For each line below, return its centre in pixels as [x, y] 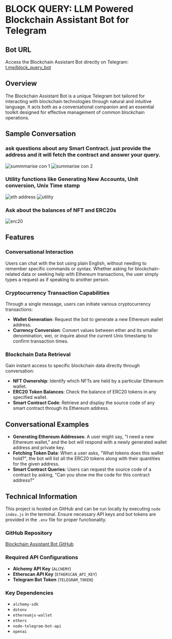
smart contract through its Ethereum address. [61, 408]
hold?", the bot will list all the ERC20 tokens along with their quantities [87, 458]
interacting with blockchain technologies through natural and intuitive [79, 101]
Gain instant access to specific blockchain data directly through [73, 366]
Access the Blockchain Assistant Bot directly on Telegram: [67, 62]
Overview [21, 83]
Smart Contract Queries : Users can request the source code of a [82, 469]
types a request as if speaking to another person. [58, 279]
